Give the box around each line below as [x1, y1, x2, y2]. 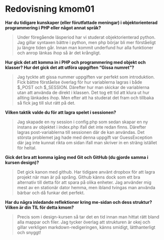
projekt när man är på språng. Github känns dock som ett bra [17, 174, 141, 180]
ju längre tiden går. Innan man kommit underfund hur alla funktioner [17, 44, 153, 50]
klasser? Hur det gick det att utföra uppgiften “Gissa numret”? [5, 65, 135, 70]
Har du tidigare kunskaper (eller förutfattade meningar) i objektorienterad [5, 20, 158, 25]
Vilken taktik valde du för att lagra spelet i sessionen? [5, 109, 117, 115]
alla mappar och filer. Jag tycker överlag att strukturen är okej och [17, 219, 150, 225]
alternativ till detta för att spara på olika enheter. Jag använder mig [17, 179, 152, 185]
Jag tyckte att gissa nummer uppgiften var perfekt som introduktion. [17, 74, 155, 80]
